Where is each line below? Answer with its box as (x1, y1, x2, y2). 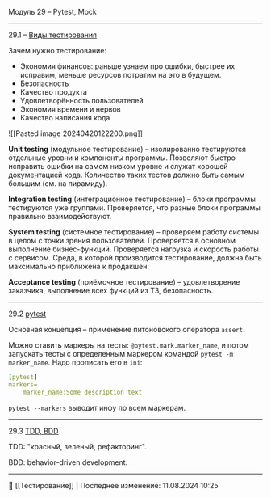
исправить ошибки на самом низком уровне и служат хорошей (8, 162, 228, 171)
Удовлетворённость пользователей (19, 96, 144, 105)
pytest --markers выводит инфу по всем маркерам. (8, 403, 186, 412)
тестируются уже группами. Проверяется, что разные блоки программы (8, 203, 261, 213)
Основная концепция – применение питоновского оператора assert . (8, 325, 245, 334)
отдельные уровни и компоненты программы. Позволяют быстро (8, 153, 236, 162)
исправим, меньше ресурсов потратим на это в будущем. (19, 70, 222, 79)
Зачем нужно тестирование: (8, 46, 107, 55)
